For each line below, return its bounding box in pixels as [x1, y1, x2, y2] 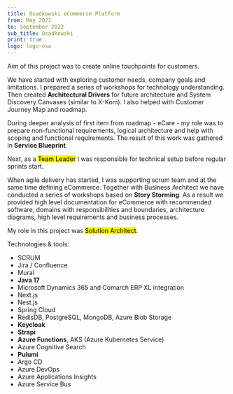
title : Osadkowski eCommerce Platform [7, 10, 120, 17]
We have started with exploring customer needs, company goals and [7, 76, 206, 84]
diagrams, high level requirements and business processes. [7, 213, 179, 221]
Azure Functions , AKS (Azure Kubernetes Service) [17, 335, 164, 344]
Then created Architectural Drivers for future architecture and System [7, 90, 211, 99]
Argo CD [17, 358, 43, 366]
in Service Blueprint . [7, 141, 68, 149]
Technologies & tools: [7, 240, 70, 248]
